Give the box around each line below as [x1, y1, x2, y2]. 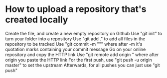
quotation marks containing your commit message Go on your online [5, 46, 146, 52]
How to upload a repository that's [5, 3, 147, 15]
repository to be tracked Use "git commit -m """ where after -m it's [5, 41, 143, 47]
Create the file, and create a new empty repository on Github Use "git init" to [5, 30, 163, 36]
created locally [5, 14, 68, 25]
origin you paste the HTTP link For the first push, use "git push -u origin [5, 57, 152, 63]
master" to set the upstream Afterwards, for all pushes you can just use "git [5, 62, 161, 68]
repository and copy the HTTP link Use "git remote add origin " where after [5, 51, 159, 58]
